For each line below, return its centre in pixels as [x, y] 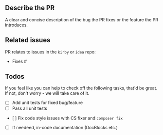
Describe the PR [30, 8]
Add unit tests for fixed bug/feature [47, 103]
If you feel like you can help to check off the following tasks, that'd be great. [81, 88]
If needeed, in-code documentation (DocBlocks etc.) [65, 127]
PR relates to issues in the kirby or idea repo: [50, 52]
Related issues [28, 40]
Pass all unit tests [30, 108]
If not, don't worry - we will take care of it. [47, 93]
